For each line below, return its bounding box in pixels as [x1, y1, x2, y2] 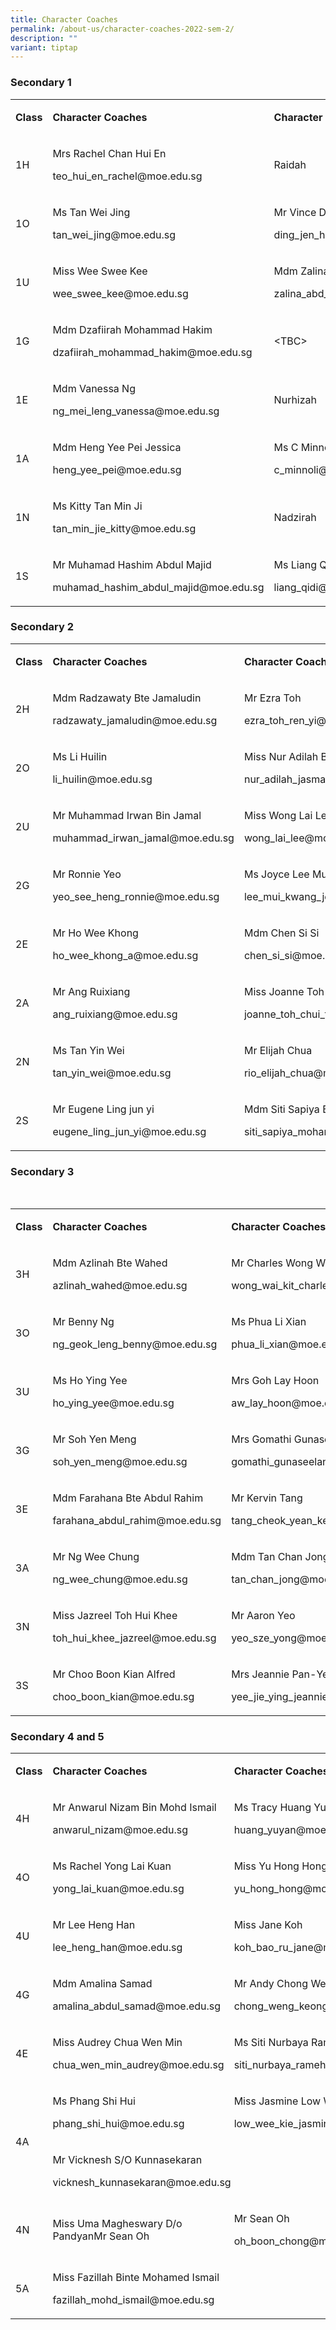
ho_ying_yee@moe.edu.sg [52, 1396, 175, 1410]
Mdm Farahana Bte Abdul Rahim [52, 1491, 204, 1505]
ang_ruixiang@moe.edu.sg [52, 1007, 178, 1021]
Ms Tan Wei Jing [52, 205, 131, 219]
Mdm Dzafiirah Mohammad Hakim [52, 322, 213, 336]
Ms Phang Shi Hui [52, 2094, 136, 2108]
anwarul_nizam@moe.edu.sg [52, 1823, 189, 1837]
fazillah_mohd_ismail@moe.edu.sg [52, 2293, 215, 2307]
